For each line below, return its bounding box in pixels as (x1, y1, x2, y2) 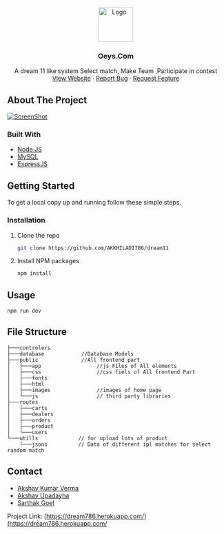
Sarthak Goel (17, 498, 54, 506)
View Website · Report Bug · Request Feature (52, 74, 180, 83)
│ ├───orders (7, 417, 51, 424)
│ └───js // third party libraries (7, 393, 171, 400)
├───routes (7, 398, 39, 406)
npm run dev (7, 307, 41, 315)
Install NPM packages (17, 257, 79, 265)
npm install (17, 270, 52, 277)
